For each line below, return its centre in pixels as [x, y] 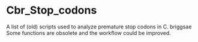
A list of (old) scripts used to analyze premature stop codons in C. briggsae [99, 27]
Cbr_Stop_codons [52, 10]
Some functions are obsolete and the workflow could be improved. [88, 33]
